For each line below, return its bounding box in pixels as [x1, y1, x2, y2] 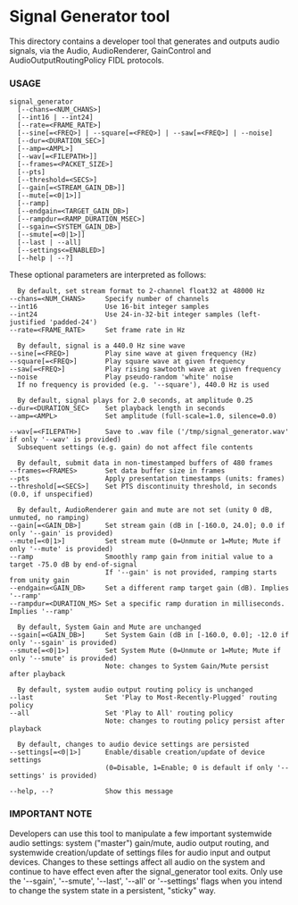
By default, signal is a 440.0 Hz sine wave [17, 341, 186, 350]
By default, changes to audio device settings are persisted [17, 740, 250, 750]
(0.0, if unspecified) [9, 490, 94, 499]
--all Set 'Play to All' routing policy [9, 708, 234, 718]
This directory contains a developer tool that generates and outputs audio [9, 36, 280, 46]
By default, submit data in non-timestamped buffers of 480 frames [17, 458, 274, 468]
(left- [236, 310, 261, 319]
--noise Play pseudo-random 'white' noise [9, 373, 234, 381]
